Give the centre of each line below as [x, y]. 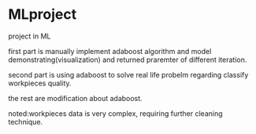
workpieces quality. [40, 83]
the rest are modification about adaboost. [76, 98]
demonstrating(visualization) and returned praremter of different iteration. [128, 60]
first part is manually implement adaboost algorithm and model [110, 51]
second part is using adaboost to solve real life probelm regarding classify [128, 74]
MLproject [43, 14]
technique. [26, 121]
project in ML [30, 36]
